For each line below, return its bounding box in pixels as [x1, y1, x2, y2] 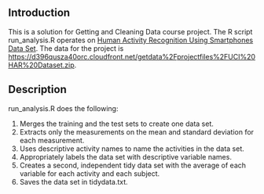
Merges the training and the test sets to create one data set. [19, 119, 214, 128]
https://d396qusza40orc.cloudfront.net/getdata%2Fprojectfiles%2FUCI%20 [8, 52, 256, 61]
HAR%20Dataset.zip [8, 60, 75, 70]
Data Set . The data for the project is [8, 43, 124, 53]
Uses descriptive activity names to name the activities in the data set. [19, 144, 245, 153]
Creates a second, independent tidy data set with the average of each [19, 160, 246, 170]
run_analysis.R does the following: [8, 103, 119, 113]
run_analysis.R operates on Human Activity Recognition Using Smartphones [8, 35, 254, 45]
